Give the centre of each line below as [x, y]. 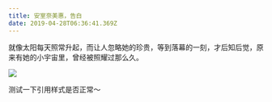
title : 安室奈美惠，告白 [45, 16]
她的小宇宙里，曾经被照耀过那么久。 [83, 57]
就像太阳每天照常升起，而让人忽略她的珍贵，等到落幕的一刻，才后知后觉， [132, 47]
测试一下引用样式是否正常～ [55, 89]
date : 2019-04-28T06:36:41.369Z [63, 23]
